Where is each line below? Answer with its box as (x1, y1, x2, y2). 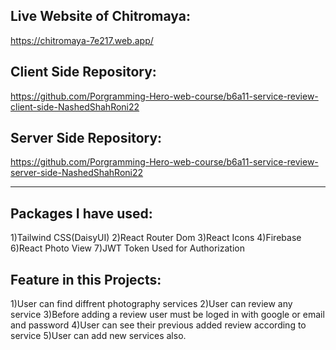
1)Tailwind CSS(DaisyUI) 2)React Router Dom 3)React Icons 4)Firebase (10, 232, 302, 244)
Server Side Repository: (10, 130, 163, 147)
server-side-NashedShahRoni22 (10, 167, 144, 179)
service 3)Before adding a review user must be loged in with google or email (10, 309, 325, 321)
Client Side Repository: (10, 64, 157, 81)
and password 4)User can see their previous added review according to (10, 319, 307, 331)
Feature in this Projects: (10, 271, 162, 288)
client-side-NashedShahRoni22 (10, 100, 140, 113)
